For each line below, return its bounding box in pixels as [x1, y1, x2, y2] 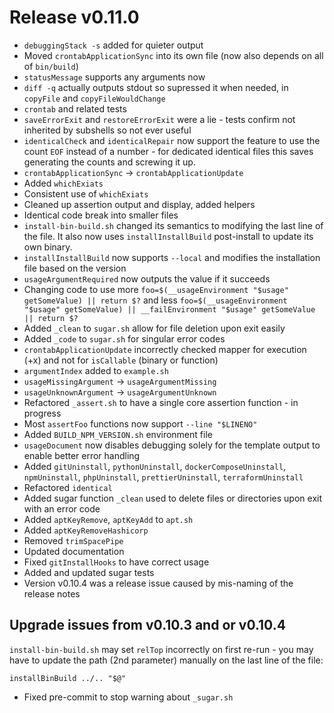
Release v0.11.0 [9, 6, 140, 29]
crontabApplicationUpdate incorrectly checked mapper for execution [23, 343, 307, 355]
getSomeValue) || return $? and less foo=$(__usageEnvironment [23, 294, 288, 306]
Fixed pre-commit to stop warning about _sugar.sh [23, 691, 234, 703]
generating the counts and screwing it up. [23, 156, 196, 168]
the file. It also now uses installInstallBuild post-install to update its [23, 230, 314, 242]
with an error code [23, 502, 101, 515]
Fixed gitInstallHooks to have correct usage [23, 556, 210, 568]
